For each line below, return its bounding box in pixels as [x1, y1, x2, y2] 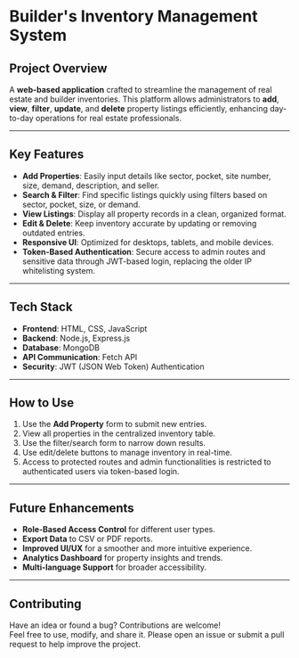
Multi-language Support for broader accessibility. [21, 562, 207, 572]
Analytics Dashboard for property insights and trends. [21, 553, 223, 563]
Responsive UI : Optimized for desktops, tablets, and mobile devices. [21, 236, 274, 247]
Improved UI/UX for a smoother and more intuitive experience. [21, 543, 253, 554]
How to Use [9, 395, 75, 411]
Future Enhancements [9, 500, 135, 515]
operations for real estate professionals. [35, 113, 182, 123]
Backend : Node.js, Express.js [21, 333, 131, 343]
